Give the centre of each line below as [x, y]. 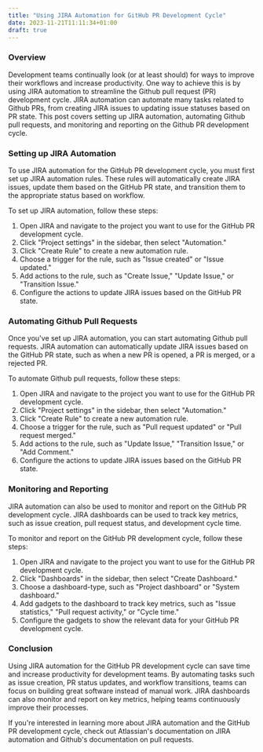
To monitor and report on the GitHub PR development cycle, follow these [126, 538]
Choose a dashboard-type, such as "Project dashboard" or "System [130, 586]
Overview [27, 57]
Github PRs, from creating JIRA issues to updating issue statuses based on [129, 108]
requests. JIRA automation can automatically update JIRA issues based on [128, 347]
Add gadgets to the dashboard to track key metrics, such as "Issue [128, 603]
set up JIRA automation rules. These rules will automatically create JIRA [124, 178]
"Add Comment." [47, 452]
